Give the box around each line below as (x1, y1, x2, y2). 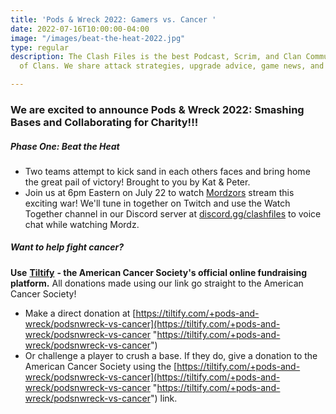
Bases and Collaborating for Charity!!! (10, 115, 199, 129)
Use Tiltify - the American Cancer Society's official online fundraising (10, 266, 308, 278)
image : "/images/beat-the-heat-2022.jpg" (10, 33, 186, 43)
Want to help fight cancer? (10, 241, 125, 253)
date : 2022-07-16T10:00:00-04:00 (10, 24, 150, 34)
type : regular (10, 42, 70, 53)
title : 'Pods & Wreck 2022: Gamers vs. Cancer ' (10, 14, 217, 25)
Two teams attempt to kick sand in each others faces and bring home (24, 165, 311, 177)
